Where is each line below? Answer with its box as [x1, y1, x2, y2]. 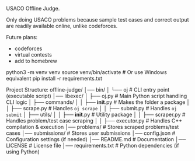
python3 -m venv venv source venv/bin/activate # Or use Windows [6, 69, 168, 75]
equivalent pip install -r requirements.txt [6, 75, 103, 82]
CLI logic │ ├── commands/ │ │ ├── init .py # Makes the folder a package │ [6, 99, 190, 106]
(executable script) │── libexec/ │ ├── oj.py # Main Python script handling [6, 93, 187, 99]
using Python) [6, 148, 40, 155]
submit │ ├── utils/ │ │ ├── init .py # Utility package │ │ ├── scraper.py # [6, 111, 186, 118]
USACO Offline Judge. [6, 5, 60, 12]
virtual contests [14, 51, 53, 58]
